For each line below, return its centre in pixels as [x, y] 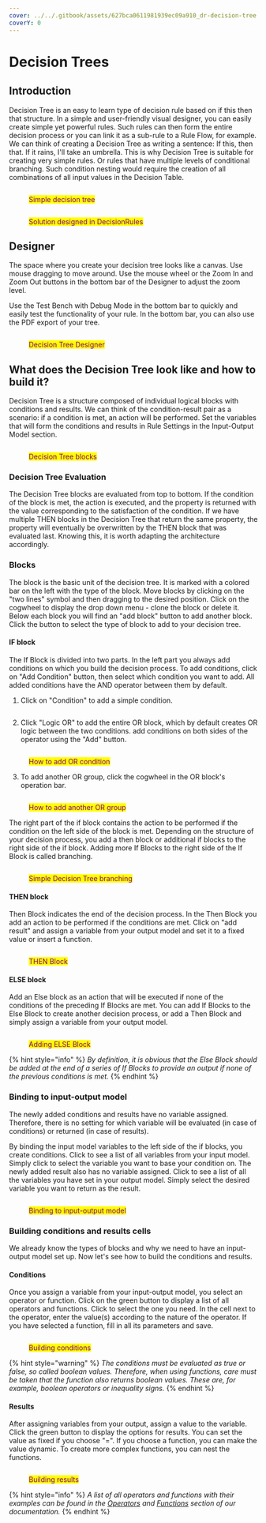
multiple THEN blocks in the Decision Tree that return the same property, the [133, 520]
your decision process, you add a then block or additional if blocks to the [127, 839]
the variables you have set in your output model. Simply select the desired [129, 1180]
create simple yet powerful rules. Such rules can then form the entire [121, 126]
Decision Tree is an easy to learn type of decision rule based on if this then [131, 110]
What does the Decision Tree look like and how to [132, 369]
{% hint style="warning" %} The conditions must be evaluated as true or [127, 1364]
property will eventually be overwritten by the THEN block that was [118, 528]
